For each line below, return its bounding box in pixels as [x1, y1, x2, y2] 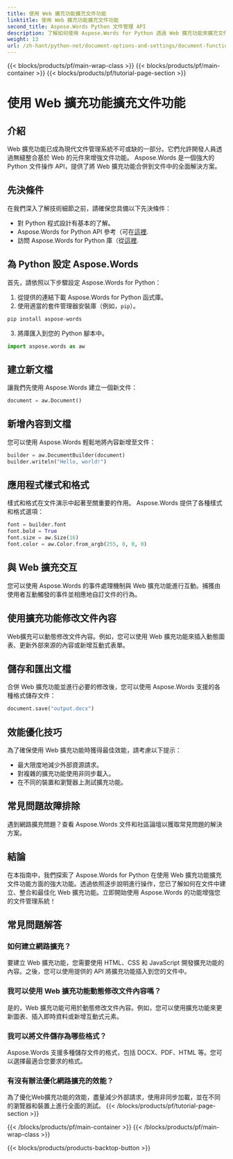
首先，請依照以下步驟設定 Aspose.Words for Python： [7, 278, 162, 287]
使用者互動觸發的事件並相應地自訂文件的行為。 [7, 590, 141, 598]
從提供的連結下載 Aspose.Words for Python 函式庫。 [17, 293, 168, 301]
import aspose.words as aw [7, 343, 85, 350]
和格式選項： [7, 507, 44, 516]
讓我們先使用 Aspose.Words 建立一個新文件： [7, 383, 137, 392]
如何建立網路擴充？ [7, 942, 71, 951]
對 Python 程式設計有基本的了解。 [17, 219, 114, 227]
